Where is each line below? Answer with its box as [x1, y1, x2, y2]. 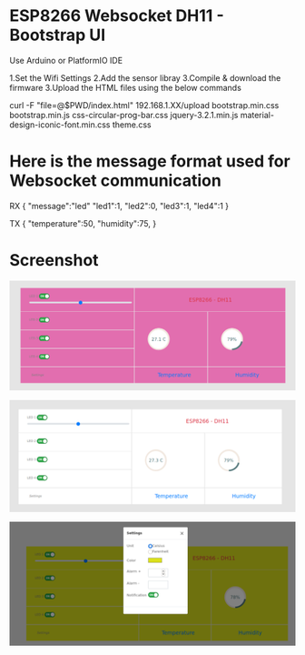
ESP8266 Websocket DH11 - [9, 5, 224, 26]
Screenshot [9, 250, 99, 271]
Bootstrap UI [9, 25, 106, 45]
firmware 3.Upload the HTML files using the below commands [9, 82, 242, 93]
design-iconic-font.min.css [9, 119, 111, 130]
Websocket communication [9, 170, 222, 191]
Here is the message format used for [9, 151, 290, 172]
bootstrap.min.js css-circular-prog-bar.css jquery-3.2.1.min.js [9, 109, 239, 120]
